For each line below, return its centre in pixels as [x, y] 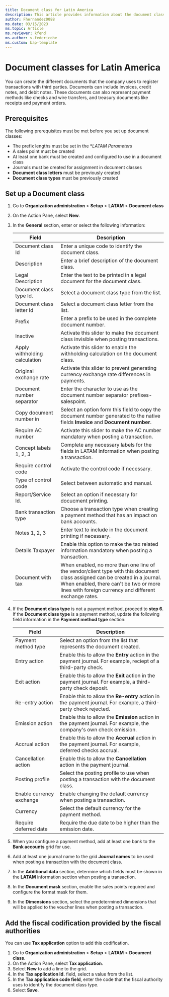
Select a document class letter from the [107, 304]
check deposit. [91, 688]
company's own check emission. [98, 730]
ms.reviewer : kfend [26, 33]
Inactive [24, 336]
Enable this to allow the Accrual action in [108, 738]
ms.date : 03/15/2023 [27, 24]
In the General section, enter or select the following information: [79, 225]
